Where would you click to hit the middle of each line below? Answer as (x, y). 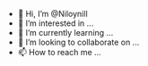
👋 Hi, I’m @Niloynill (52, 14)
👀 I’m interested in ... (56, 23)
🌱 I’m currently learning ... (65, 33)
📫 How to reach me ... (59, 52)
